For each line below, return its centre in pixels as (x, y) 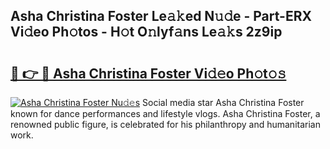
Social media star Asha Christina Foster (223, 102)
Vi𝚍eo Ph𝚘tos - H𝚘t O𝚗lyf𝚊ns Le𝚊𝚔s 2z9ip (146, 32)
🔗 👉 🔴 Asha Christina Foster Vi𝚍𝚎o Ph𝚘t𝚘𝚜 (148, 73)
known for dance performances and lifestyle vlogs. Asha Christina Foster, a (165, 113)
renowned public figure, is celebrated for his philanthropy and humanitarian (165, 124)
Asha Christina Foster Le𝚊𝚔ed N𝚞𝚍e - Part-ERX (161, 16)
